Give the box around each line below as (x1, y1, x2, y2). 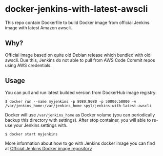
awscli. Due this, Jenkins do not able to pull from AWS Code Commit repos (5, 57, 155, 63)
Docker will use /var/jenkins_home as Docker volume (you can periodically (5, 111, 155, 118)
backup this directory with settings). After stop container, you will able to (5, 117, 151, 123)
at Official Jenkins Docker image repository (5, 145, 92, 151)
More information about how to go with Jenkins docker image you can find (5, 140, 155, 146)
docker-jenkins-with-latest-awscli (5, 3, 148, 15)
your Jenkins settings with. (13, 122, 68, 128)
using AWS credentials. (5, 62, 52, 68)
